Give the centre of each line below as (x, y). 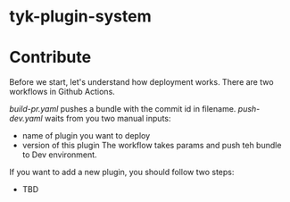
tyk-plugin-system (80, 17)
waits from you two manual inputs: (108, 119)
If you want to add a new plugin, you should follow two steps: (122, 173)
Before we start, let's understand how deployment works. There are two (141, 82)
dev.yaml (26, 119)
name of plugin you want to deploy (86, 136)
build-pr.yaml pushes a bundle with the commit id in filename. (123, 109)
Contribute (50, 58)
